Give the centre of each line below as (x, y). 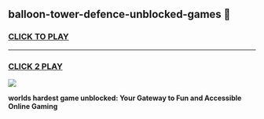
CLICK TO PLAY (38, 37)
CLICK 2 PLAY (35, 66)
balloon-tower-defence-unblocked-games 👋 (119, 14)
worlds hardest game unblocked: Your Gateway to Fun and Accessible (125, 98)
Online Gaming (33, 106)
